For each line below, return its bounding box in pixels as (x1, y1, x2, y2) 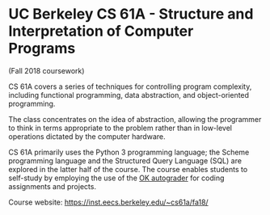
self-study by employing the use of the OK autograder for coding (8, 173, 225, 183)
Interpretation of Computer (8, 22, 194, 40)
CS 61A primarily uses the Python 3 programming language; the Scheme (8, 147, 250, 157)
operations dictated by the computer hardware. (8, 131, 166, 141)
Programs (8, 40, 76, 57)
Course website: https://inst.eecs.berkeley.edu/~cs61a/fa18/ (8, 197, 209, 207)
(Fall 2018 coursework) (8, 65, 85, 75)
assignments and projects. (8, 181, 97, 191)
